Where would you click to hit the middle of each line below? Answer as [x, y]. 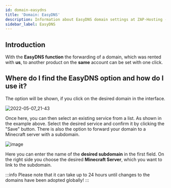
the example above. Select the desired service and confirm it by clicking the [85, 123]
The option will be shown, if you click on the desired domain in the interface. [85, 98]
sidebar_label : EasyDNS [31, 24]
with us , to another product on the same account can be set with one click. [84, 62]
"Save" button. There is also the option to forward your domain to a [76, 129]
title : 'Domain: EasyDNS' [33, 15]
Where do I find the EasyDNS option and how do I [84, 79]
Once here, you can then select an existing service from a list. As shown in [83, 118]
